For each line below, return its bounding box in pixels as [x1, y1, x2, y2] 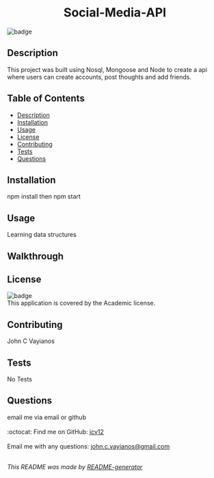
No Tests [7, 375, 33, 383]
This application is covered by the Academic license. [7, 299, 156, 307]
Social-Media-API [64, 5, 166, 21]
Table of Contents [7, 92, 85, 104]
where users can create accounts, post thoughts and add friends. [7, 73, 192, 81]
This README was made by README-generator [7, 462, 143, 470]
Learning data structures [7, 231, 77, 239]
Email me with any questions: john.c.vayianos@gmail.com [7, 442, 170, 450]
